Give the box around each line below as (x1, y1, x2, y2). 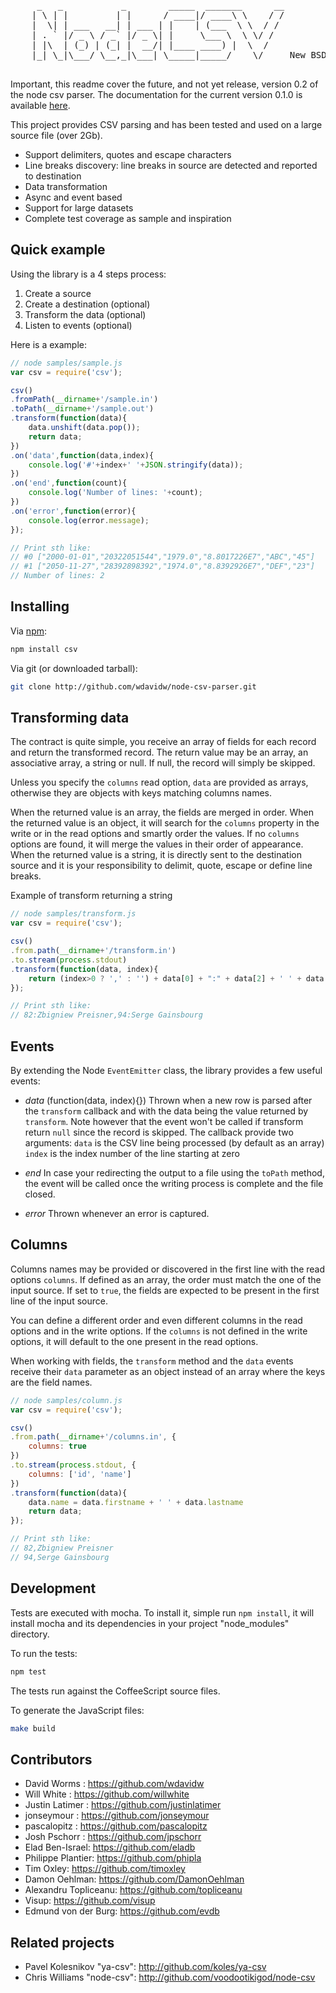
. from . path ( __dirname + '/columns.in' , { (10, 1432, 177, 1442)
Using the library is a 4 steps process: (10, 268, 167, 280)
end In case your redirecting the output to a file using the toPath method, (24, 1167, 325, 1179)
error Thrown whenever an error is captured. (24, 1208, 210, 1219)
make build (10, 1723, 56, 1734)
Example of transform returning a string (10, 890, 173, 902)
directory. (10, 1628, 50, 1640)
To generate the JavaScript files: (10, 1704, 145, 1716)
